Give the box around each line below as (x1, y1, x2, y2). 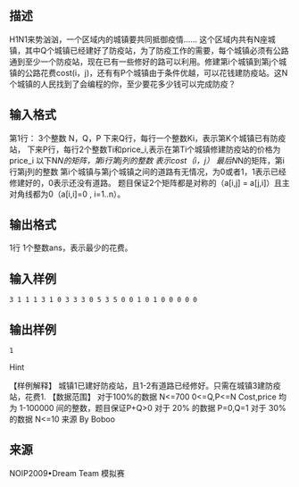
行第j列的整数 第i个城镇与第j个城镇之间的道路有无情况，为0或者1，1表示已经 (9, 166, 287, 177)
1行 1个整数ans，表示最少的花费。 (9, 242, 133, 253)
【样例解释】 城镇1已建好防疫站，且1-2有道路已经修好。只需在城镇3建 (9, 381, 266, 391)
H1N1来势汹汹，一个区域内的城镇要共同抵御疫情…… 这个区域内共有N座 (9, 34, 269, 45)
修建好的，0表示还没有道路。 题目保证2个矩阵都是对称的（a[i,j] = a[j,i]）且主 (9, 177, 290, 188)
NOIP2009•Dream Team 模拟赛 (9, 467, 125, 478)
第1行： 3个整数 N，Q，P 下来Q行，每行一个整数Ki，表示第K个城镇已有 (9, 132, 270, 143)
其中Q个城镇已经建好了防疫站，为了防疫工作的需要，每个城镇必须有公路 (24, 45, 289, 55)
